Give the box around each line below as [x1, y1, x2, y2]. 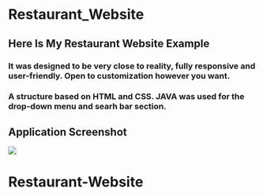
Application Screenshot [8, 125, 128, 138]
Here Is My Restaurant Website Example [8, 37, 210, 50]
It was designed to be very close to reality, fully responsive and [8, 61, 256, 72]
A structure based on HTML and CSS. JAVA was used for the [8, 91, 245, 102]
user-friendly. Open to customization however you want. [8, 70, 231, 81]
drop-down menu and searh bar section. [8, 101, 167, 112]
